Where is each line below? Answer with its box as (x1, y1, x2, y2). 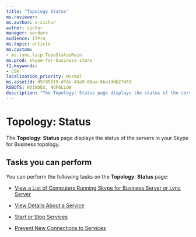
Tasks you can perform (6, 158, 92, 168)
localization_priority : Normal (6, 74, 82, 79)
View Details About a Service (14, 202, 85, 209)
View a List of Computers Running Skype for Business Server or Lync (14, 184, 181, 191)
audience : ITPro (6, 36, 45, 41)
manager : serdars (6, 30, 48, 36)
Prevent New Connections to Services (14, 224, 106, 231)
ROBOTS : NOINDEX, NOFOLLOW (6, 85, 72, 90)
